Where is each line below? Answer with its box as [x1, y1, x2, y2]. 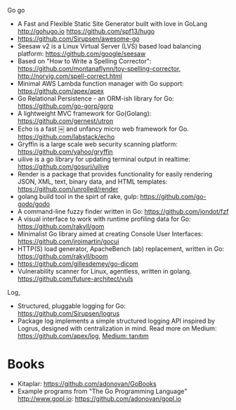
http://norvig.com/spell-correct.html [17, 72, 123, 80]
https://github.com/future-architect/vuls [17, 274, 133, 283]
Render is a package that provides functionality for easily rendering [17, 170, 213, 178]
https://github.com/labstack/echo [17, 133, 115, 141]
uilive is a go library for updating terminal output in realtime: [17, 155, 191, 163]
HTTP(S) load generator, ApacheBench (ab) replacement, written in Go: [17, 245, 225, 252]
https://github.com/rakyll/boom [17, 252, 108, 260]
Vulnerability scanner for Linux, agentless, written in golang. [17, 267, 192, 275]
